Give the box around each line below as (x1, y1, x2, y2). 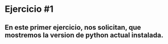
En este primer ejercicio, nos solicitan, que (5, 23, 141, 32)
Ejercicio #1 (5, 3, 54, 15)
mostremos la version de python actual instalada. (5, 31, 163, 39)
